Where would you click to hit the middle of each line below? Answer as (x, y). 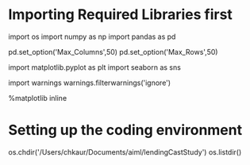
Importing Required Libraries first (120, 15)
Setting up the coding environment (125, 130)
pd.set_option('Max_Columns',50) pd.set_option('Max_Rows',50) (113, 52)
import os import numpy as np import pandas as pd (92, 36)
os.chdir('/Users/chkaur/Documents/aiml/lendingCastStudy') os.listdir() (125, 152)
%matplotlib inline (38, 98)
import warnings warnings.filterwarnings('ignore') (90, 82)
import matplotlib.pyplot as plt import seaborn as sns (94, 67)
